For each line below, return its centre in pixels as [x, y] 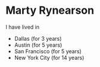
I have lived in [23, 27]
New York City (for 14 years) [49, 57]
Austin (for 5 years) [38, 45]
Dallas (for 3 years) [38, 38]
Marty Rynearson [50, 10]
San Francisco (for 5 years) [48, 51]
